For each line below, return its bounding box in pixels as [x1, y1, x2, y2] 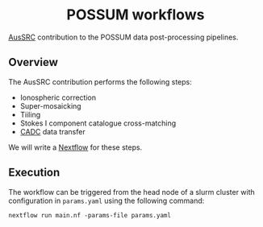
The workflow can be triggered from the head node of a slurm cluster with [8, 187, 256, 196]
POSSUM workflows [66, 6, 205, 24]
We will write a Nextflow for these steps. [8, 142, 143, 152]
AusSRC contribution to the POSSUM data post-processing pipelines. [8, 32, 239, 42]
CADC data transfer [19, 126, 86, 136]
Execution [8, 166, 61, 180]
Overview [8, 56, 59, 69]
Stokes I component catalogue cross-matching [19, 118, 177, 128]
